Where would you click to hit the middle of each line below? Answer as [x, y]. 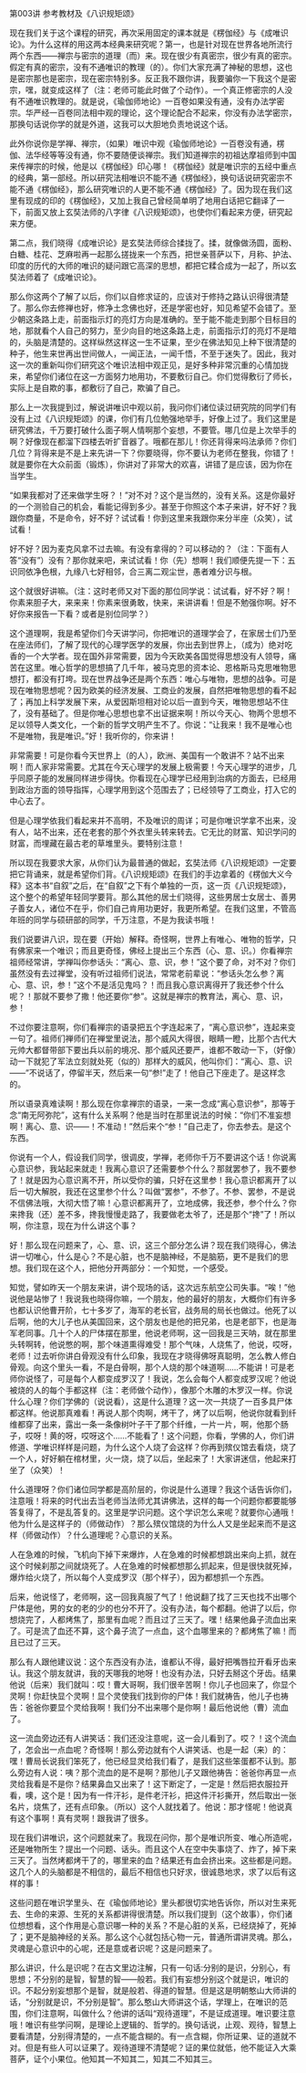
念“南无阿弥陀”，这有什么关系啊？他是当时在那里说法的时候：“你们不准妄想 [150, 1115]
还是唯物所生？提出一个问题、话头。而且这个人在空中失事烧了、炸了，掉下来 [153, 1849]
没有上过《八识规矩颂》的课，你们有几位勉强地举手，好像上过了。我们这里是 [153, 419]
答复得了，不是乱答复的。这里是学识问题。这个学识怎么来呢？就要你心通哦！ [153, 1512]
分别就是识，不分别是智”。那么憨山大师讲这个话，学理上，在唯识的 [154, 2002]
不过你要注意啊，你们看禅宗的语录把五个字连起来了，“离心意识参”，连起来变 [153, 1027]
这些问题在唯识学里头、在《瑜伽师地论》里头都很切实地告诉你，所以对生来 [149, 1903]
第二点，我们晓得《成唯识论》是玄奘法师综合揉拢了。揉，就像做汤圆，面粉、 [153, 243]
